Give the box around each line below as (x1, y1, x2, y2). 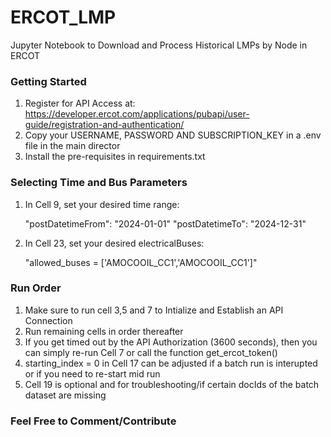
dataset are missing (24, 389, 107, 401)
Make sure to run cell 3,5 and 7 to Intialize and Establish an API (24, 304, 284, 316)
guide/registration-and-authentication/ (24, 119, 185, 131)
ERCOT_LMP (10, 6, 117, 29)
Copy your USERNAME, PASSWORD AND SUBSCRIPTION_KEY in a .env (24, 129, 322, 141)
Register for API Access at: (24, 97, 136, 110)
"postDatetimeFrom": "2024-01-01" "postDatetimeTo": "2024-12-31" (24, 217, 307, 230)
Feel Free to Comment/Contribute (10, 414, 177, 428)
